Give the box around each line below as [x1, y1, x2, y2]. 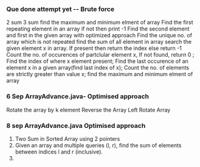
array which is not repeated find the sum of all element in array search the [6, 38, 192, 46]
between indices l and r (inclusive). [15, 148, 103, 155]
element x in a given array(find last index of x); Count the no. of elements [6, 64, 190, 71]
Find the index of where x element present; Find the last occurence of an [6, 57, 188, 65]
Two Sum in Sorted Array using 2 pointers [15, 135, 120, 142]
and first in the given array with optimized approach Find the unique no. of [6, 32, 193, 39]
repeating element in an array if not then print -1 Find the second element [6, 25, 190, 32]
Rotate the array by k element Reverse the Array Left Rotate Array [6, 106, 171, 113]
